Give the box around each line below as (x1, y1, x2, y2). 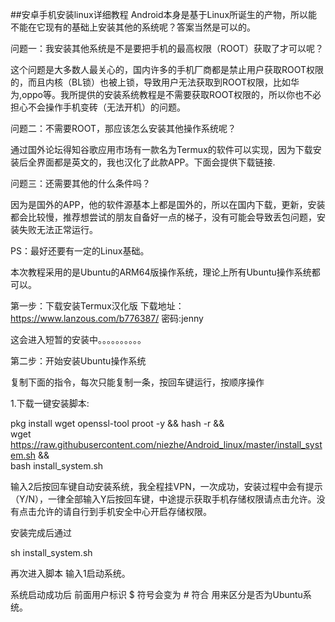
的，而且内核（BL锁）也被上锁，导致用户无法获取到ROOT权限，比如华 (10, 76, 300, 88)
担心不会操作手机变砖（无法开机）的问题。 (10, 101, 186, 113)
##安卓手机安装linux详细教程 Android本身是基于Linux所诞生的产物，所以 (10, 9, 309, 20)
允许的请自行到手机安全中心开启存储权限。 (36, 506, 212, 517)
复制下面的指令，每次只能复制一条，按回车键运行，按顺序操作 (10, 376, 265, 388)
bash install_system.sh (10, 460, 104, 472)
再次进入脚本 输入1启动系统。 (10, 568, 131, 579)
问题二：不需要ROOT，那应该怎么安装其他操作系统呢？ (10, 123, 237, 134)
